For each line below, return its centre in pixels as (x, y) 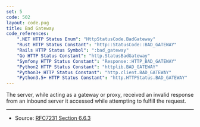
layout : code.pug (28, 23)
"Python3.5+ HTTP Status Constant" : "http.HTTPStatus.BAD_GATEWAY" (102, 78)
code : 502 (18, 17)
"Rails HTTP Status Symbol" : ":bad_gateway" (73, 50)
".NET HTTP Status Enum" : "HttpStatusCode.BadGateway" (86, 39)
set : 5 (14, 12)
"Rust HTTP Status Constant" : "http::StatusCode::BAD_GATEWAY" (97, 45)
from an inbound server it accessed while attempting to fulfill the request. (96, 101)
